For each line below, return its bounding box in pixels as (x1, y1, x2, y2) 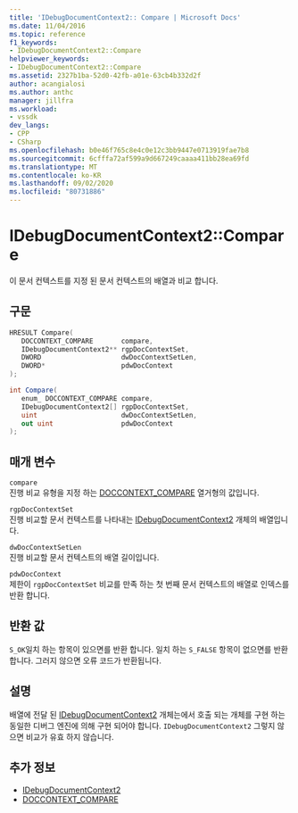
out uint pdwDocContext (21, 419, 174, 428)
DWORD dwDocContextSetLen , (21, 353, 198, 362)
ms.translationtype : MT (9, 162, 98, 171)
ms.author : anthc (9, 87, 74, 96)
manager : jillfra (9, 95, 74, 105)
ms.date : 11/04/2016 (9, 21, 87, 30)
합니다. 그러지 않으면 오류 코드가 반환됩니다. (9, 655, 162, 666)
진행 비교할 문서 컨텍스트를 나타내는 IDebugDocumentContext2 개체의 (9, 514, 258, 525)
